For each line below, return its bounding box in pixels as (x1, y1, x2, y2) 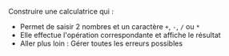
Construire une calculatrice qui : (8, 7, 114, 16)
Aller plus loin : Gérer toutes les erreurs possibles (19, 39, 183, 48)
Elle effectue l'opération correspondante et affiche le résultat (19, 31, 222, 39)
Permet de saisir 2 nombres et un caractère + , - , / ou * (19, 22, 200, 31)
